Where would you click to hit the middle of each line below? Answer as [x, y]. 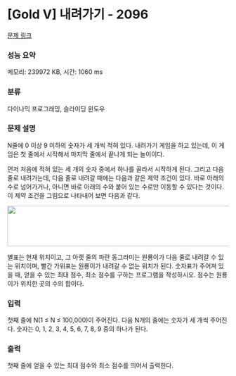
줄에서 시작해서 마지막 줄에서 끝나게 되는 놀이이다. [96, 154]
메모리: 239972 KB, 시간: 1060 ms [55, 72]
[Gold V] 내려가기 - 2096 [78, 14]
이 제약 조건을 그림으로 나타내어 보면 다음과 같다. [74, 195]
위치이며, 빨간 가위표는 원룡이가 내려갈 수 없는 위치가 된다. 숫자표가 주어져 [116, 265]
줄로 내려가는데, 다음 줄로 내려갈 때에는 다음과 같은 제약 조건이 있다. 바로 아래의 [116, 177]
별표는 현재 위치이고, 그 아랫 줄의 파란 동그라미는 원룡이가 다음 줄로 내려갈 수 [112, 257]
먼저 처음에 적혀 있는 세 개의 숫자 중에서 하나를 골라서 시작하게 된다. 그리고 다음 [116, 169]
